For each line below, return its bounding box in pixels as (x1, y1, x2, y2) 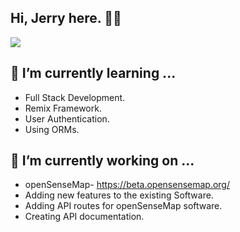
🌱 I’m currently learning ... (10, 65, 177, 82)
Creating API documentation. (24, 211, 145, 223)
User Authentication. (24, 112, 110, 125)
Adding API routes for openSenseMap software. (24, 200, 223, 212)
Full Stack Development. (24, 91, 126, 103)
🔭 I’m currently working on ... (10, 152, 195, 170)
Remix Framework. (24, 102, 102, 114)
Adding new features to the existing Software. (24, 189, 214, 201)
